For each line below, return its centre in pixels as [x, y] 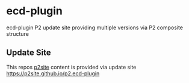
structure [17, 33]
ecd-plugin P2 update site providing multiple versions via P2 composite [95, 27]
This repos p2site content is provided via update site [71, 67]
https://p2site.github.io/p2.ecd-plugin [53, 73]
